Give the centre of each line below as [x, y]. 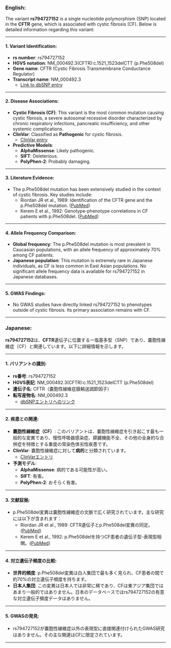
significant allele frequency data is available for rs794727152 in [79, 271]
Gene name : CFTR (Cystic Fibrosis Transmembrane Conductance [82, 68]
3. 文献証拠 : [18, 500]
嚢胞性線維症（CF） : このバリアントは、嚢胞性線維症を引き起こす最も [86, 431]
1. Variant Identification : [31, 46]
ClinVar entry [34, 140]
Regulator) [24, 74]
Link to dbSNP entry [41, 85]
